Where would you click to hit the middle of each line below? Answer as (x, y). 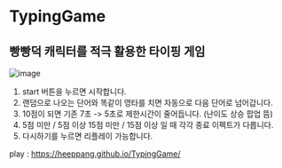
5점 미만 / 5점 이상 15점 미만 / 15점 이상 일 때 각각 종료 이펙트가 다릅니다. (148, 125)
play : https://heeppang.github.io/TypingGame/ (95, 154)
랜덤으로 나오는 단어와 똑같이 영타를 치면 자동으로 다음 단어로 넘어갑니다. (147, 103)
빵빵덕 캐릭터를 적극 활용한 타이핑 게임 (107, 51)
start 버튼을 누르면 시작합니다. (74, 92)
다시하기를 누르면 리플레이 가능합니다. (87, 136)
